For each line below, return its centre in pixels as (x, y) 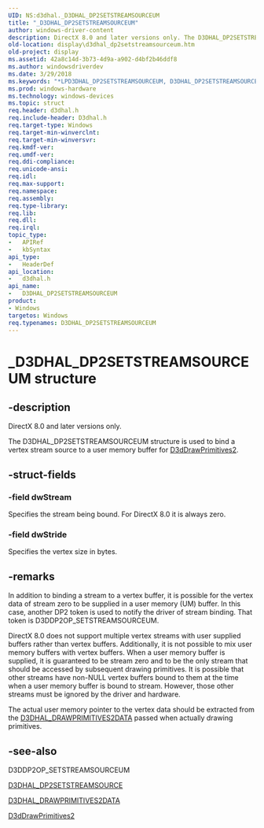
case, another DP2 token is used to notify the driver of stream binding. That (130, 612)
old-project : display (44, 52)
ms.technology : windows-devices (61, 96)
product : (22, 301)
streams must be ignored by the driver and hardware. (94, 694)
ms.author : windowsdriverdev (56, 67)
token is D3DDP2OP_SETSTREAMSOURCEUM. (84, 621)
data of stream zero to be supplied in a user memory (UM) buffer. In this (125, 604)
